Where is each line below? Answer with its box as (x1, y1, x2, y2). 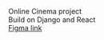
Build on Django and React (8, 15, 96, 24)
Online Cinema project (8, 7, 82, 16)
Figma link (8, 24, 42, 32)
